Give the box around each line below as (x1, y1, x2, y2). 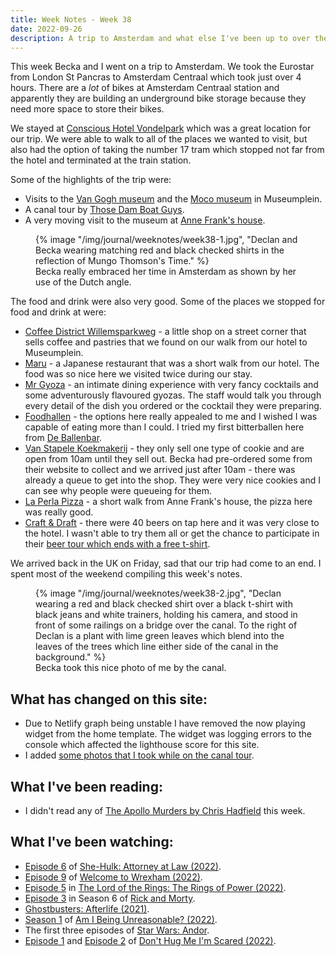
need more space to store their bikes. (10, 103, 165, 115)
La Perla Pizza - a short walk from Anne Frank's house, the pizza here (24, 496, 313, 508)
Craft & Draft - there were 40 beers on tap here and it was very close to (24, 517, 320, 529)
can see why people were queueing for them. (24, 485, 213, 497)
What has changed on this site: (10, 691, 208, 708)
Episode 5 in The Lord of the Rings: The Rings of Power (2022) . (24, 881, 287, 893)
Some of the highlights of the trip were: (10, 174, 172, 186)
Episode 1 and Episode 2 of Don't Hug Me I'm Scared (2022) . (24, 934, 277, 946)
